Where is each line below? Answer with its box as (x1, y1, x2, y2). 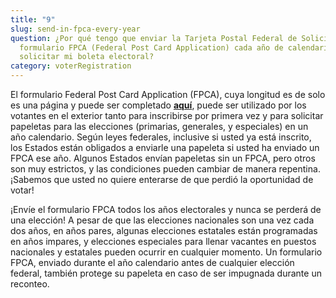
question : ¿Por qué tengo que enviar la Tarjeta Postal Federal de (10, 33, 298, 43)
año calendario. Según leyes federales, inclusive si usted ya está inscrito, (10, 131, 312, 143)
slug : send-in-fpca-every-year (10, 24, 141, 34)
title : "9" (10, 14, 56, 25)
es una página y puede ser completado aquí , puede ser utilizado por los (10, 99, 307, 111)
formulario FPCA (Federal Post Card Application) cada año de (19, 42, 284, 53)
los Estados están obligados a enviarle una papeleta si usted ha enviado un (10, 142, 320, 153)
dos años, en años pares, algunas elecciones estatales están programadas (10, 225, 318, 236)
